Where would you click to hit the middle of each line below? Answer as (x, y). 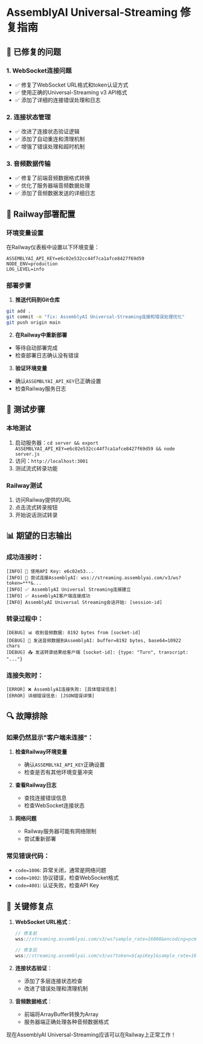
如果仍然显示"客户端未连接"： (50, 737)
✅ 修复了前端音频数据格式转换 (53, 178)
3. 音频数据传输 (29, 164)
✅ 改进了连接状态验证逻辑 (47, 131)
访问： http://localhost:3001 (52, 461)
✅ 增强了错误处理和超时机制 (50, 146)
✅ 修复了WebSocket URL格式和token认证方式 (72, 85)
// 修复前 (26, 934)
